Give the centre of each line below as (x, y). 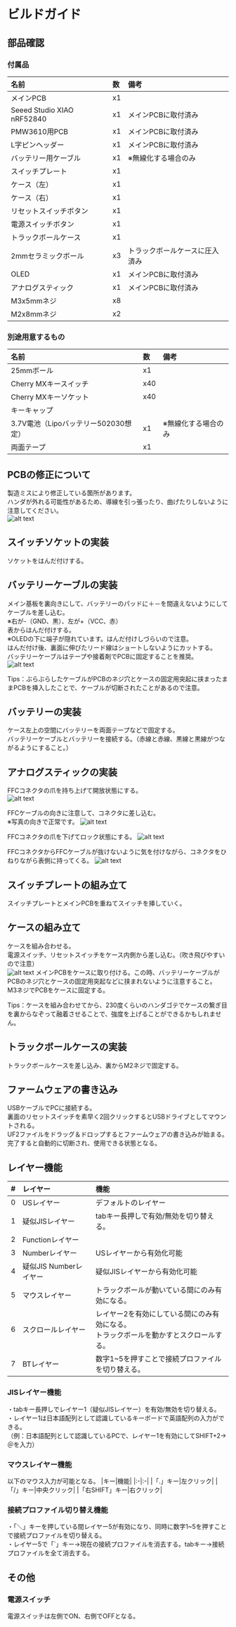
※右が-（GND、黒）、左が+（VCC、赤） (65, 621)
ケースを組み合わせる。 (41, 946)
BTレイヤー (41, 1364)
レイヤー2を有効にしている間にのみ (154, 1314)
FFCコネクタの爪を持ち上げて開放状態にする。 (75, 791)
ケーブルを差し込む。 (38, 612)
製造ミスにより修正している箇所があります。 (71, 493)
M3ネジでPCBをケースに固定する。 (58, 990)
